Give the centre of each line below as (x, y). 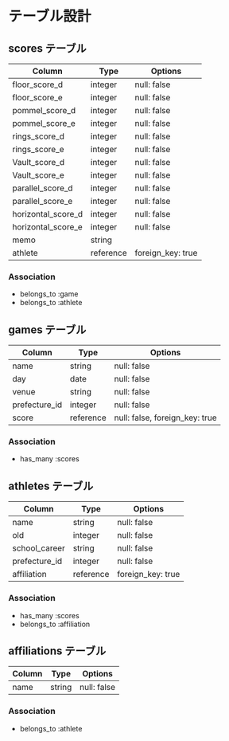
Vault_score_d (39, 162)
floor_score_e (38, 98)
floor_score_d (38, 84)
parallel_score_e (43, 201)
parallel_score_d (43, 188)
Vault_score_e (39, 175)
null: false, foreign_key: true (165, 418)
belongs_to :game (49, 294)
